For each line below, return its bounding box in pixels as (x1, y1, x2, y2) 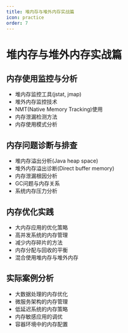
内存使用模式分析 (14, 121, 58, 128)
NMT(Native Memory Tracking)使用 (14, 106, 103, 113)
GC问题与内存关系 (14, 180, 60, 187)
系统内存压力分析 (14, 187, 58, 195)
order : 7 (6, 20, 28, 26)
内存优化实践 (6, 207, 54, 217)
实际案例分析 (6, 273, 54, 284)
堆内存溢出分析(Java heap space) (14, 157, 99, 164)
